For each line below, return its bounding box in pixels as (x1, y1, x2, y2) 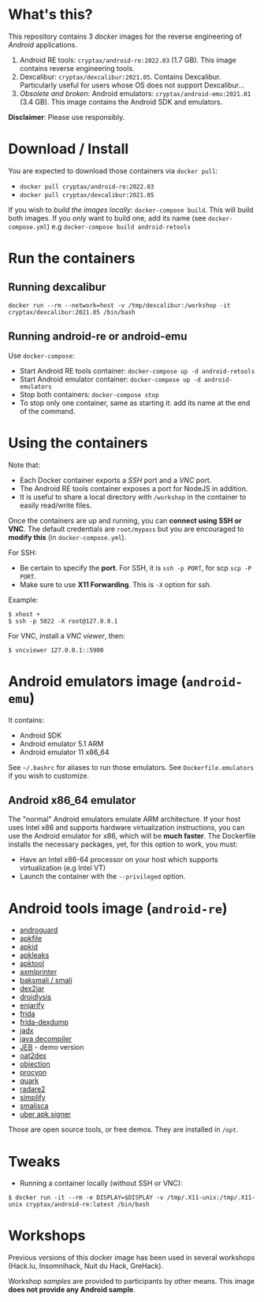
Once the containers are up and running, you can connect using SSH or (8, 515, 242, 525)
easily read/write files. (19, 500, 92, 510)
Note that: (8, 459, 41, 470)
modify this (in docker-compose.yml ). (8, 532, 127, 541)
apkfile (19, 934, 43, 943)
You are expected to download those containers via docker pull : (8, 166, 218, 175)
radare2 (19, 1084, 46, 1094)
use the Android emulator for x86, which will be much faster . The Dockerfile (8, 831, 256, 841)
